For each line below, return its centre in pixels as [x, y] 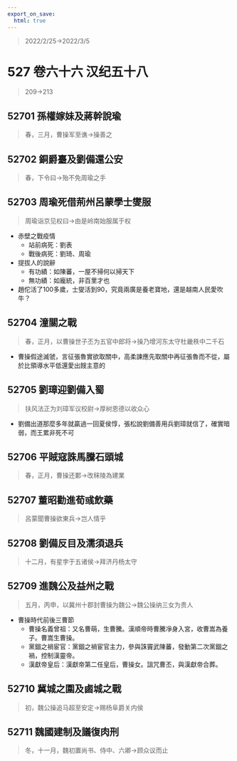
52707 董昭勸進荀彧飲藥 [60, 500]
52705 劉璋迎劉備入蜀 [56, 390]
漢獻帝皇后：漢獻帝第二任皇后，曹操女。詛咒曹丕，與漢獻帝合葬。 [125, 664]
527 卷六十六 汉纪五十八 [78, 72]
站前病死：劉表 [50, 245]
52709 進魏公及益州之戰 [60, 586]
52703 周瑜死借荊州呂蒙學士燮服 [79, 203]
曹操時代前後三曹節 [46, 619]
